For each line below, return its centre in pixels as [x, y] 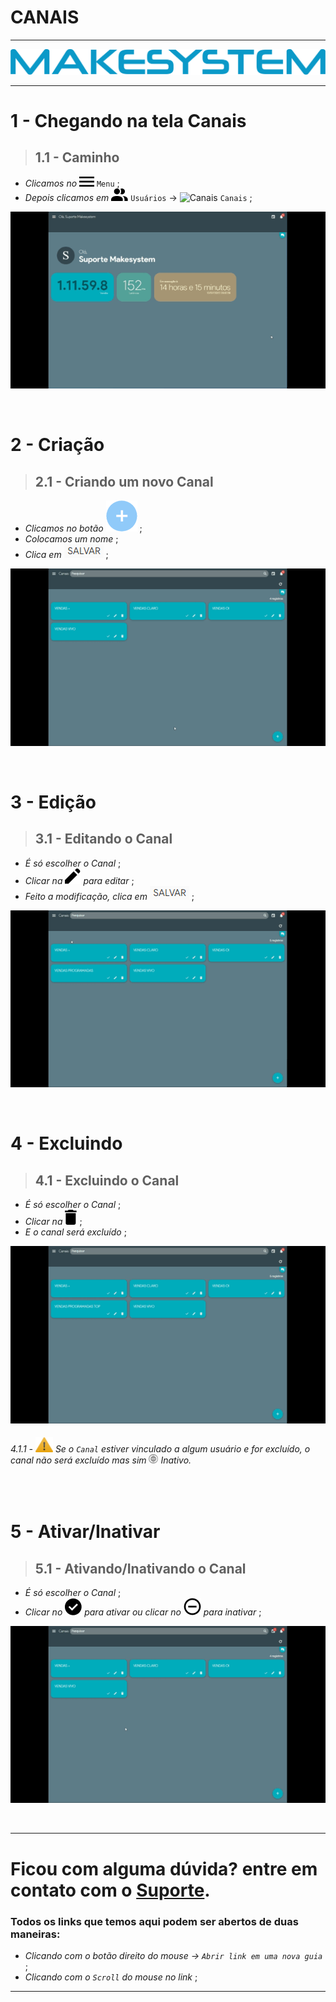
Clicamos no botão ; [83, 528]
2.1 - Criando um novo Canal [124, 481]
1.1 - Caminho [77, 157]
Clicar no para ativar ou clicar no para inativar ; [143, 1612]
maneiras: [35, 1934]
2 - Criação [57, 445]
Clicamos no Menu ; [72, 183]
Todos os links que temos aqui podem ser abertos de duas [154, 1921]
